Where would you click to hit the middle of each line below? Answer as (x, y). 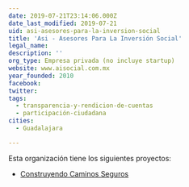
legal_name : (28, 46)
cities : (21, 121)
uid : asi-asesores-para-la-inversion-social (84, 31)
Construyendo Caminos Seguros (74, 173)
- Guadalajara (39, 128)
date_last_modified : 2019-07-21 (63, 23)
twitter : (23, 91)
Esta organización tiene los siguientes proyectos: (90, 158)
